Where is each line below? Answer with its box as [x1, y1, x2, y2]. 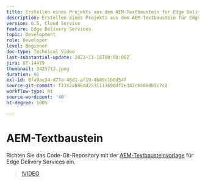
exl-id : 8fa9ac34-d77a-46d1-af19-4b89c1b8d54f [6, 77, 127, 83]
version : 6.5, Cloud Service [6, 20, 81, 26]
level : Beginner [6, 43, 48, 49]
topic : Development [6, 32, 56, 38]
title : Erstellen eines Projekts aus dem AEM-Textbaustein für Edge [6, 9, 184, 15]
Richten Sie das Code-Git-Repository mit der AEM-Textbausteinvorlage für [6, 151, 193, 159]
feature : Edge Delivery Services [6, 26, 92, 32]
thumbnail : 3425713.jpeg [6, 65, 70, 72]
